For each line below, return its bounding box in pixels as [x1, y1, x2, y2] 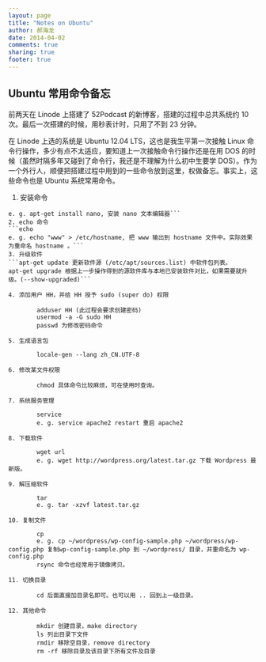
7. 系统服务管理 [8, 396, 55, 404]
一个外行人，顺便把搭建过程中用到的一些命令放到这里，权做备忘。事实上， [8, 165, 251, 175]
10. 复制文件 [8, 516, 47, 524]
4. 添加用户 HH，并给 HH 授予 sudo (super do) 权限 [8, 290, 169, 299]
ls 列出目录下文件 [36, 630, 89, 638]
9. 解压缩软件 [8, 480, 49, 488]
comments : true [8, 41, 59, 49]
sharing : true [8, 48, 55, 56]
